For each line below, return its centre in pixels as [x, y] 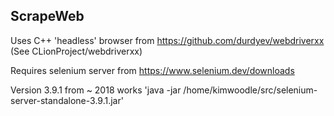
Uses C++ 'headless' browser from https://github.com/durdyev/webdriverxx [167, 40]
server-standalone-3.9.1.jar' [67, 100]
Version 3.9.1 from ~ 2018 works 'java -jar [96, 90]
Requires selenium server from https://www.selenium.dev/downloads [152, 70]
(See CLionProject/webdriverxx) [76, 51]
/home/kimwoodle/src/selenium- [250, 90]
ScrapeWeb [47, 16]
